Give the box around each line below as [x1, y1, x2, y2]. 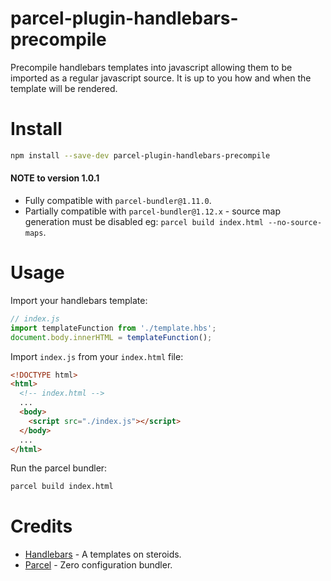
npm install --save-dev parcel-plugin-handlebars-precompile [10, 150, 271, 161]
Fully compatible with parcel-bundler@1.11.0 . [24, 194, 212, 206]
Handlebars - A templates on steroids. [24, 548, 182, 561]
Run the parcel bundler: [10, 462, 108, 474]
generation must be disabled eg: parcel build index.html [24, 215, 265, 227]
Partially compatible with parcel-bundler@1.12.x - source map [24, 205, 282, 217]
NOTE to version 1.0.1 [10, 172, 100, 184]
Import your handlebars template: [10, 294, 148, 306]
